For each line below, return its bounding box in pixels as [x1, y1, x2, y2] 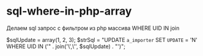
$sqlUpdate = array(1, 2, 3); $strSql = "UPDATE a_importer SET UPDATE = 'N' [6, 36, 197, 43]
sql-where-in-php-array [6, 4, 132, 18]
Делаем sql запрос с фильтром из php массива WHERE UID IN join [6, 24, 180, 32]
